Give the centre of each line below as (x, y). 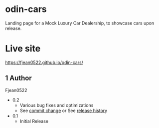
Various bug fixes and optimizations (57, 105)
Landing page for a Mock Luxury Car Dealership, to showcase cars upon (80, 23)
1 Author (19, 78)
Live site (23, 49)
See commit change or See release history (64, 110)
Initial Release (34, 121)
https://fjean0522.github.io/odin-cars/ (44, 62)
